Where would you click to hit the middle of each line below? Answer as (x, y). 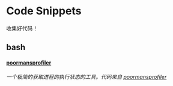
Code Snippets (44, 11)
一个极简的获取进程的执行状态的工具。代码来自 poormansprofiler (86, 76)
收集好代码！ (22, 28)
